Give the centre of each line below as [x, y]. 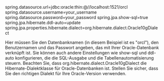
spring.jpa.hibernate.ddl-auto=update [43, 22]
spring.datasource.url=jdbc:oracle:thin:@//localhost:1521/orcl [66, 7]
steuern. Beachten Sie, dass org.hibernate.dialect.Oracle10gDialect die [76, 63]
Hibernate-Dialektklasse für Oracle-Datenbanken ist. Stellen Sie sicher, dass [82, 68]
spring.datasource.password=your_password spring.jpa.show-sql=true [77, 17]
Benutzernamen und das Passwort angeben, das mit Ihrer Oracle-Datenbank [82, 48]
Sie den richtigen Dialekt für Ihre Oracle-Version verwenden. [66, 73]
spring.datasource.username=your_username [51, 12]
